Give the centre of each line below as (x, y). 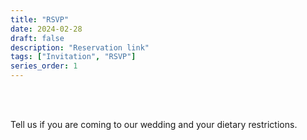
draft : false (37, 38)
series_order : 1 (44, 66)
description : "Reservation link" (80, 47)
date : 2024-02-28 (46, 29)
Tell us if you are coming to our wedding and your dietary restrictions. (154, 124)
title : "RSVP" (40, 19)
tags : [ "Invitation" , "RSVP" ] (73, 57)
